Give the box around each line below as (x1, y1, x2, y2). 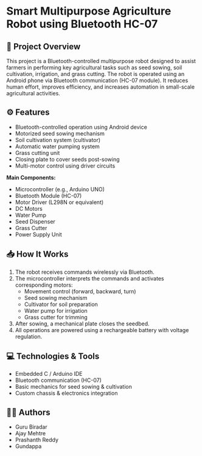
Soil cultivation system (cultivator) (15, 136, 101, 143)
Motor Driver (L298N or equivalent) (15, 199, 104, 206)
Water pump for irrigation (24, 307, 88, 314)
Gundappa (15, 443, 42, 450)
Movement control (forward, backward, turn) (24, 287, 136, 295)
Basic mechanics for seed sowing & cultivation (15, 383, 132, 390)
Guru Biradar (15, 423, 47, 430)
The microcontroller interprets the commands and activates (15, 274, 164, 282)
